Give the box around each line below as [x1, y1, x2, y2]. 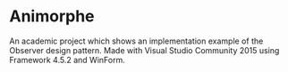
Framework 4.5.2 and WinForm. [9, 54, 125, 65]
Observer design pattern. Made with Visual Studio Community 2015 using [9, 44, 280, 55]
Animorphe [9, 6, 96, 27]
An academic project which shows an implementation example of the [9, 36, 264, 46]
